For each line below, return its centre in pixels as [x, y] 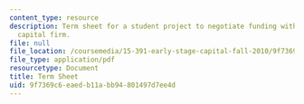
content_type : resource [54, 18]
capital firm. [44, 34]
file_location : [38, 52]
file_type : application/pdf [62, 60]
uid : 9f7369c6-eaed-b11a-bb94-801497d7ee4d [93, 85]
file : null [30, 43]
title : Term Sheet [44, 77]
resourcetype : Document [54, 69]
